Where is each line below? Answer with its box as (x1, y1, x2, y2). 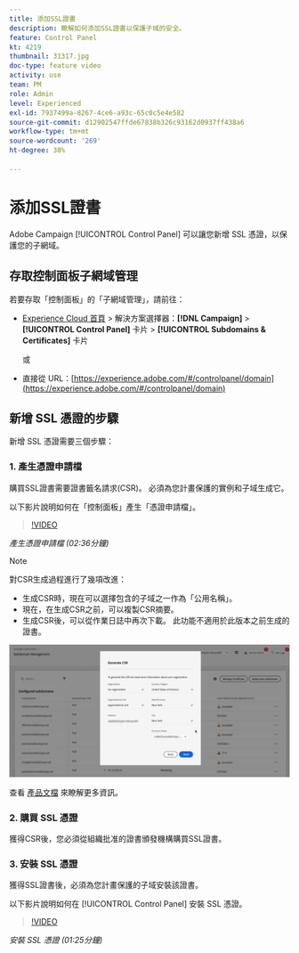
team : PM (9, 80, 42, 89)
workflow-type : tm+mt (9, 127, 90, 136)
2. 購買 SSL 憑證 (9, 811, 78, 824)
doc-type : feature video (9, 61, 101, 70)
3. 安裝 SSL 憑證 (9, 858, 78, 870)
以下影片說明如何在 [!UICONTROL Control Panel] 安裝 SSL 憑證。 (9, 899, 247, 909)
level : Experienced (9, 99, 82, 108)
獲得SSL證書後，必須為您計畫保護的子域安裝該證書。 (9, 880, 203, 891)
